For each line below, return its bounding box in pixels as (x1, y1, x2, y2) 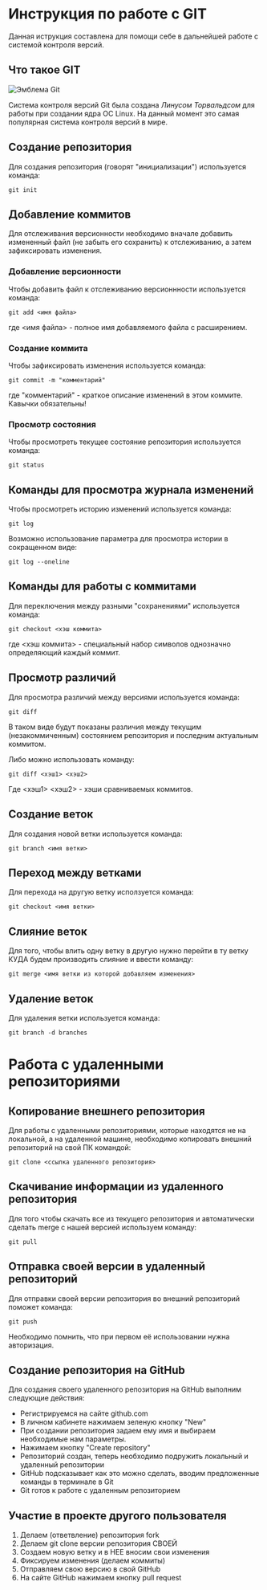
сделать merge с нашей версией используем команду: (8, 1222, 197, 1232)
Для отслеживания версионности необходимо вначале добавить (8, 229, 233, 238)
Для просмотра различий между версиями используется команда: (8, 692, 241, 702)
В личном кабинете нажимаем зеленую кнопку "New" (19, 1417, 207, 1427)
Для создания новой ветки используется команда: (8, 829, 183, 838)
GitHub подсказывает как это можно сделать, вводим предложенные (19, 1469, 260, 1478)
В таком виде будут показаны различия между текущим (8, 722, 202, 732)
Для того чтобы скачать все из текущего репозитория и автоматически (8, 1213, 255, 1223)
